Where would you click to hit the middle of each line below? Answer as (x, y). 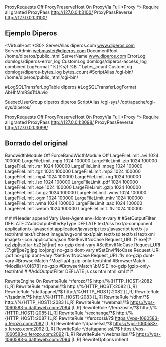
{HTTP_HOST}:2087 (26, 318)
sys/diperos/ (18, 107)
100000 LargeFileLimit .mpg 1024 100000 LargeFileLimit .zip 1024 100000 (81, 161)
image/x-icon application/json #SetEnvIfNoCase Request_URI (68, 239)
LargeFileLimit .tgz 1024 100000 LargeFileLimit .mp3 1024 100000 (73, 171)
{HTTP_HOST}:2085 (26, 313)
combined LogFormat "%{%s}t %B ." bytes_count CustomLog (69, 66)
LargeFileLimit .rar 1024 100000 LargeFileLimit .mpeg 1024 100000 (74, 166)
